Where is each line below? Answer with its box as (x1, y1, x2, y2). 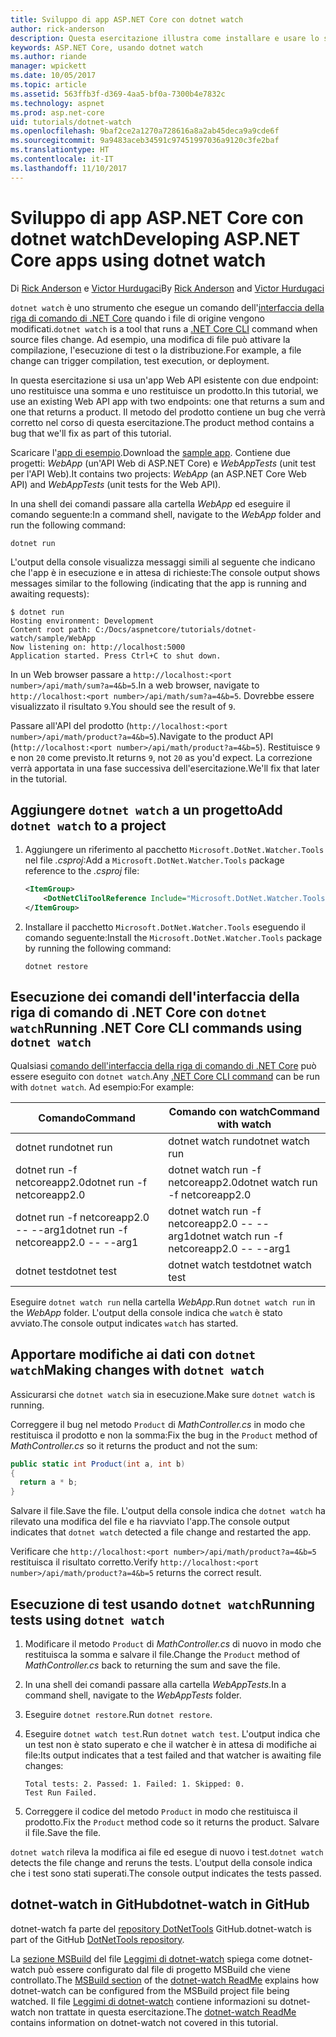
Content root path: (10, 624, 92, 635)
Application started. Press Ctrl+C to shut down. (10, 651, 222, 661)
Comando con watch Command (168, 1104, 320, 1118)
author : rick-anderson (10, 24, 105, 34)
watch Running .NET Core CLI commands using (10, 1020, 303, 1037)
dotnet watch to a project (10, 817, 167, 834)
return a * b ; (19, 1477, 78, 1488)
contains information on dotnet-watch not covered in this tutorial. (10, 2016, 279, 2028)
